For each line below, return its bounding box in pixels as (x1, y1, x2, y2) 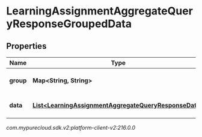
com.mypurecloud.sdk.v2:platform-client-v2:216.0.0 (6, 124, 136, 131)
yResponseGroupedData (6, 17, 132, 31)
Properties (6, 41, 47, 51)
